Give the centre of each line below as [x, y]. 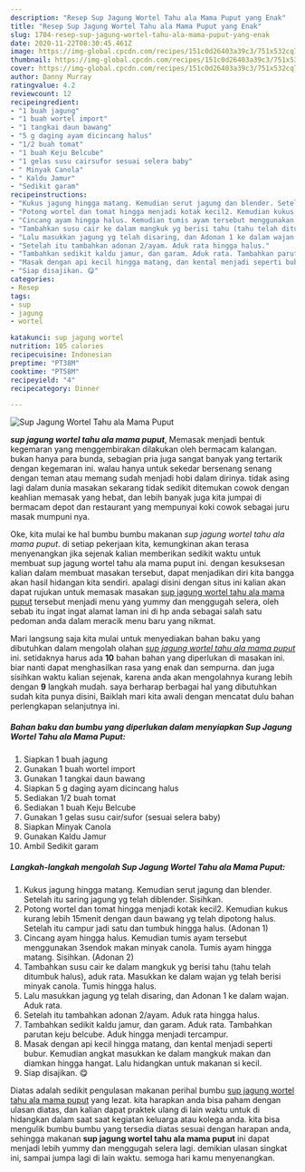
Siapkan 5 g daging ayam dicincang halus [101, 788]
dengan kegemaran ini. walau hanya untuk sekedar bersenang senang [141, 469]
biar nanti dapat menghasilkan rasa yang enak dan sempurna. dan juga [143, 668]
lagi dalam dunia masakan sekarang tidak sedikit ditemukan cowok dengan [150, 488]
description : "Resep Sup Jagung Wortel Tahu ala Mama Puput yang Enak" [148, 18]
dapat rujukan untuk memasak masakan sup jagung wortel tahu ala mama [148, 592]
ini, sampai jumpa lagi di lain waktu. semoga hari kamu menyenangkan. [143, 1158]
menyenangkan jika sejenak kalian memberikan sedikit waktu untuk [136, 553]
